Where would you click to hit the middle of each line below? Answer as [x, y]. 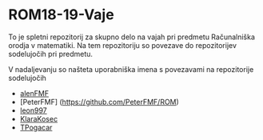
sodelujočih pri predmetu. [51, 54]
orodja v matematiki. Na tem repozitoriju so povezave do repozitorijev [123, 45]
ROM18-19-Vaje [61, 15]
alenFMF [34, 93]
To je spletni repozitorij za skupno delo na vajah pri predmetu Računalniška [132, 37]
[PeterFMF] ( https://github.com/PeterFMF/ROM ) [100, 102]
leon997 [34, 110]
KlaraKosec [39, 118]
